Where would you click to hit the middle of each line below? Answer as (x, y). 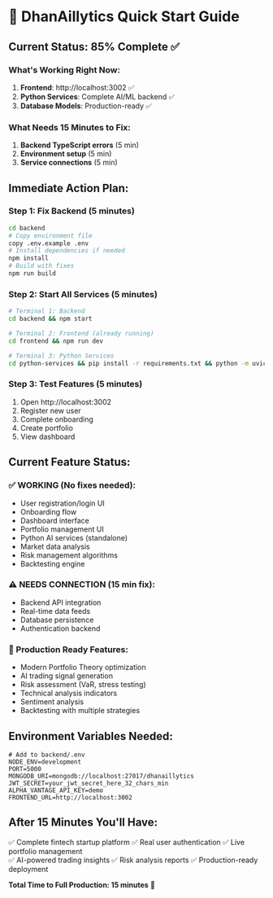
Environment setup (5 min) (66, 154)
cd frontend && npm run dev (56, 341)
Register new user (50, 410)
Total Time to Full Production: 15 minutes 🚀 (82, 885)
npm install (28, 258)
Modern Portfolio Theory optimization (83, 668)
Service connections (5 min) (69, 163)
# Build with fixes (41, 266)
